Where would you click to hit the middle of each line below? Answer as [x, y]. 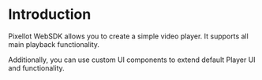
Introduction [50, 15]
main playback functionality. [54, 44]
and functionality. [36, 67]
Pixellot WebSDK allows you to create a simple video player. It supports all [128, 36]
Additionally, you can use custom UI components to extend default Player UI [132, 60]
